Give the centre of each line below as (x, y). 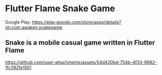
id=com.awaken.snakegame (34, 27)
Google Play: (18, 22)
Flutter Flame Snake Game (60, 9)
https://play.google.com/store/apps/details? (77, 22)
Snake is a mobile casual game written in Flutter (80, 43)
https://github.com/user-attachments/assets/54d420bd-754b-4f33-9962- (81, 62)
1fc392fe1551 (18, 67)
